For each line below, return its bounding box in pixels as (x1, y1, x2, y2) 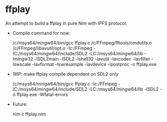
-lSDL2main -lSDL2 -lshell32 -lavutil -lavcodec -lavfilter (34, 55, 150, 62)
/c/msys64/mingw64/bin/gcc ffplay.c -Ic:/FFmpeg (12, 81, 117, 87)
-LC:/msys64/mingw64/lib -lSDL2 (88, 86, 159, 92)
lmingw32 (12, 55, 34, 62)
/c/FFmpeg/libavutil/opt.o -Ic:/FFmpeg (12, 45, 92, 51)
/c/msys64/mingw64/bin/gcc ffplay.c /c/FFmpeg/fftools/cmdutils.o (12, 39, 152, 46)
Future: (12, 101, 28, 107)
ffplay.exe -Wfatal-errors (17, 91, 68, 97)
